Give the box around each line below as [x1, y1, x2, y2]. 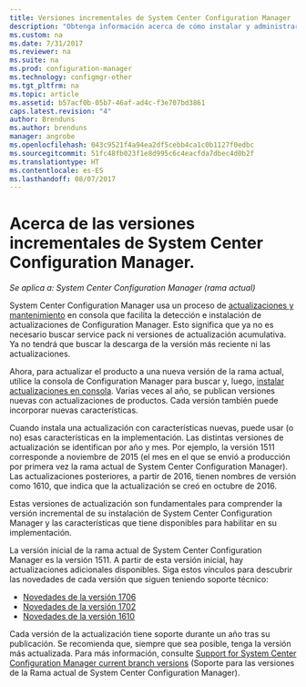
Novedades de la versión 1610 [22, 611, 135, 622]
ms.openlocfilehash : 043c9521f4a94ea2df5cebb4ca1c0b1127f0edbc [9, 140, 255, 149]
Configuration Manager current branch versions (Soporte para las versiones [9, 658, 295, 669]
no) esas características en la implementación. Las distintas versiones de [9, 432, 284, 443]
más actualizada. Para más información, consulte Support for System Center [9, 648, 297, 659]
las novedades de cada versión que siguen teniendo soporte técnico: [9, 574, 269, 585]
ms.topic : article [9, 89, 79, 98]
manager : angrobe [9, 132, 76, 141]
